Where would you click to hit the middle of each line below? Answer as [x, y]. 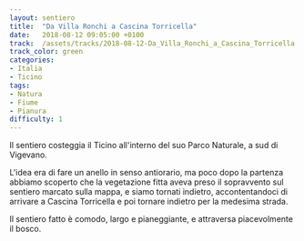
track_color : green [46, 52]
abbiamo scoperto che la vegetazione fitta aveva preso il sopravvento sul [147, 182]
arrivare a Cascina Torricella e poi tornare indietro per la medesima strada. [149, 202]
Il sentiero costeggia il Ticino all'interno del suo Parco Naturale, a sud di [144, 146]
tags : [20, 85]
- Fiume [24, 102]
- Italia [26, 69]
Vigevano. [28, 155]
